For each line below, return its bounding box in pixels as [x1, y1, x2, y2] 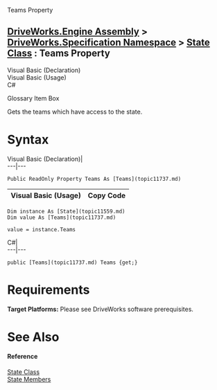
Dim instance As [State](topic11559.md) [7, 208, 126, 215]
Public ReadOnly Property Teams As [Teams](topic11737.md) [7, 175, 182, 182]
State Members [7, 375, 51, 384]
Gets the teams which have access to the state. [7, 107, 143, 116]
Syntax [7, 132, 49, 148]
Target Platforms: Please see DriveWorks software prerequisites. [7, 305, 194, 313]
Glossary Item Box [7, 94, 60, 103]
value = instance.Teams [7, 226, 76, 233]
